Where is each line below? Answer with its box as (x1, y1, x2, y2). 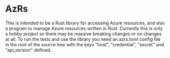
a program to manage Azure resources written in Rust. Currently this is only (5, 25, 163, 31)
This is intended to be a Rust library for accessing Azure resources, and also (5, 20, 165, 26)
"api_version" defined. (5, 47, 52, 53)
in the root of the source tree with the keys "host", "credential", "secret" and (5, 41, 164, 47)
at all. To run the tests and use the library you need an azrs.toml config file (5, 36, 161, 42)
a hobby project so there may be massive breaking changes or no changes (5, 31, 162, 37)
